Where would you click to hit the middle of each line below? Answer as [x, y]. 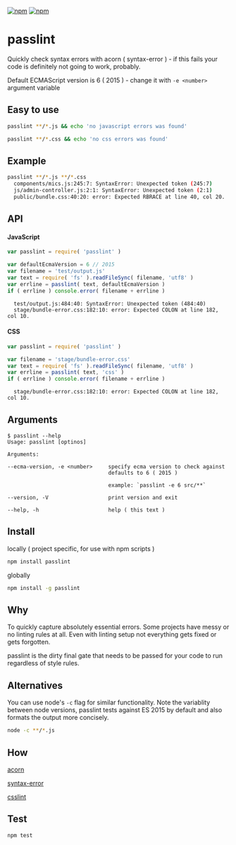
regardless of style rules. [43, 663]
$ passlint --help [34, 436]
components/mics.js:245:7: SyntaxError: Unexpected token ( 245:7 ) [113, 184]
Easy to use [33, 110]
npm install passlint [39, 562]
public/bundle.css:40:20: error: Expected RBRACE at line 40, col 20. [119, 197]
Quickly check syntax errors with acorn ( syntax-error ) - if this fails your [113, 59]
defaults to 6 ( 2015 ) [143, 473]
